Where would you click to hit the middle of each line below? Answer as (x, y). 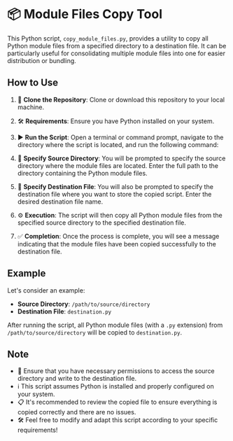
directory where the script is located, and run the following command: (118, 144)
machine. (31, 107)
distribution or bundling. (42, 60)
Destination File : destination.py (64, 311)
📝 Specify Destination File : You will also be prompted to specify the (115, 186)
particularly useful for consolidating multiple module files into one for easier (116, 53)
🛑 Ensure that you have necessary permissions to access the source (116, 371)
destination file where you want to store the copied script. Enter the (114, 194)
